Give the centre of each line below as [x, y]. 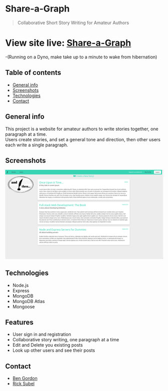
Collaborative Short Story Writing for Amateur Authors [73, 23]
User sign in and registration [42, 334]
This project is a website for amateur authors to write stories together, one [82, 129]
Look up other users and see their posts [54, 350]
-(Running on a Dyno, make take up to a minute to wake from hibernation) [81, 57]
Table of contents [33, 73]
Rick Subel [24, 384]
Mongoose [24, 307]
